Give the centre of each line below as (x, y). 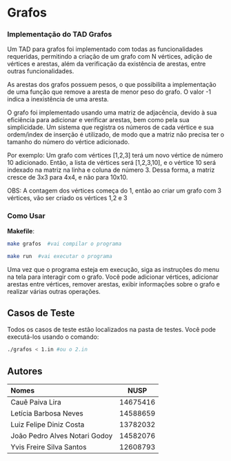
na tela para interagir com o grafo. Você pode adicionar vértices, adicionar (113, 277)
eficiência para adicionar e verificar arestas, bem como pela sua (98, 120)
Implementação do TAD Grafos (60, 35)
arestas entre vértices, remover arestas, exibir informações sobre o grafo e (114, 284)
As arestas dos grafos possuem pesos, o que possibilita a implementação (112, 85)
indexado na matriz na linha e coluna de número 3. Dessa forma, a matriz (111, 170)
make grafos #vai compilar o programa (64, 244)
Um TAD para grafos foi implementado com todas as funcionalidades (105, 49)
